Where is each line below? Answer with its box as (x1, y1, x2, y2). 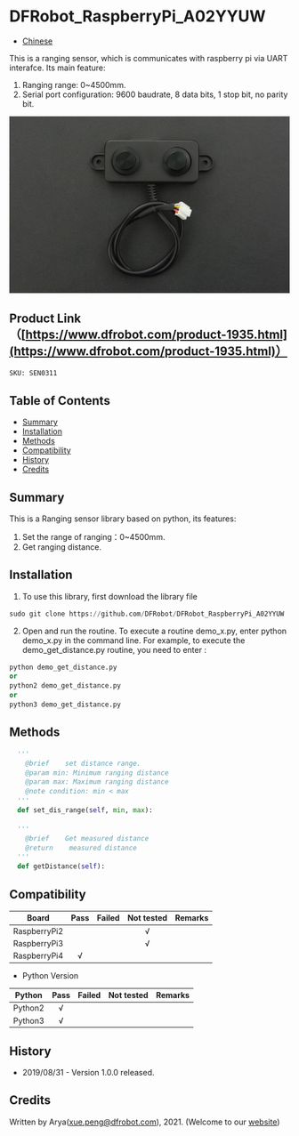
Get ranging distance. (21, 541, 102, 552)
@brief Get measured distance (25, 834, 149, 842)
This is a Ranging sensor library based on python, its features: (9, 513, 237, 524)
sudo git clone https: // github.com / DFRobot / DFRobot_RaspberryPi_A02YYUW (9, 609, 285, 618)
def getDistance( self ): (17, 862, 105, 871)
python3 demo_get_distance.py (9, 700, 122, 709)
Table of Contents (9, 393, 111, 408)
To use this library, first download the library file (21, 591, 198, 601)
